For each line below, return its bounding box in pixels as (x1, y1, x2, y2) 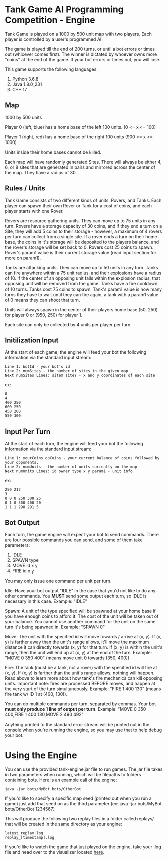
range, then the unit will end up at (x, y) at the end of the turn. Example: (5, 650, 152, 655)
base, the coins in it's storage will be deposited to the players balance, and (5, 239, 159, 245)
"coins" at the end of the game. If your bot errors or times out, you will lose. (5, 56, 161, 62)
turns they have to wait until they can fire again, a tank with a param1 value (5, 291, 159, 297)
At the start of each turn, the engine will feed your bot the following (5, 441, 143, 447)
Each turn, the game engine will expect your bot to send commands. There (5, 532, 159, 537)
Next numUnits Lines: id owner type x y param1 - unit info (5, 469, 133, 474)
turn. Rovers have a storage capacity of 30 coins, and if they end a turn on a (5, 223, 162, 229)
